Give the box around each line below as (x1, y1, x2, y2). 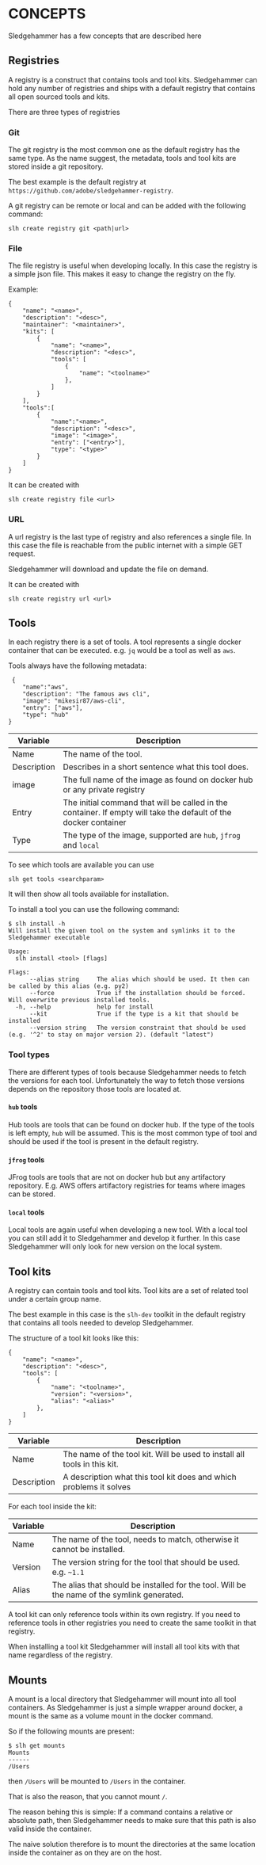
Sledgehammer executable (8, 934, 90, 942)
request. (8, 548, 36, 559)
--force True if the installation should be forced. (28, 990, 246, 997)
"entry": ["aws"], (22, 704, 83, 712)
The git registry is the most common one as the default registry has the (8, 145, 240, 154)
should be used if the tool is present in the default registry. (8, 1136, 199, 1146)
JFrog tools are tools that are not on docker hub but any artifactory (8, 1173, 226, 1182)
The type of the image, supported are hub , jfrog (63, 830, 241, 841)
